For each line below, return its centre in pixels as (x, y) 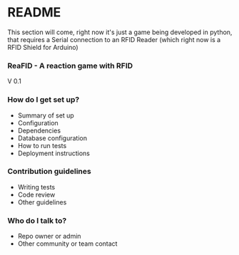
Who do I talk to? (37, 220)
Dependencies (39, 130)
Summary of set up (46, 115)
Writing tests (36, 187)
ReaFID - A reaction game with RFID (70, 66)
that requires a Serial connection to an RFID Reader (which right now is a (114, 39)
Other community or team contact (67, 244)
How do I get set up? (44, 100)
